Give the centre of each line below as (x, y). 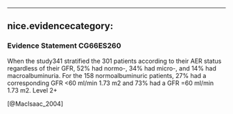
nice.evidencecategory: (60, 26)
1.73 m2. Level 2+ (32, 90)
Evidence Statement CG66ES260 (64, 46)
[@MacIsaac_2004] (35, 104)
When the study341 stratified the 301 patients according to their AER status (114, 61)
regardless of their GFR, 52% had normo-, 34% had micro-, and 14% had (112, 68)
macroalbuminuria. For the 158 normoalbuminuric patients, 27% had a (107, 75)
